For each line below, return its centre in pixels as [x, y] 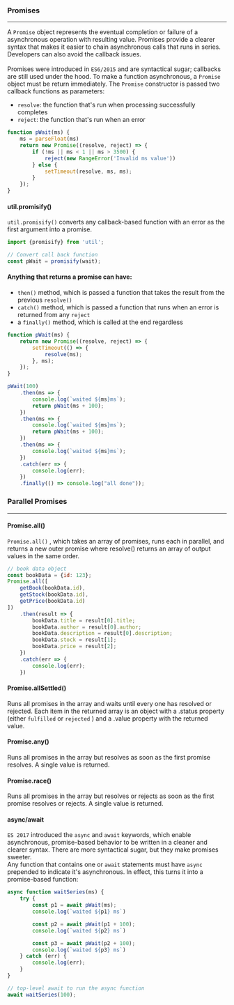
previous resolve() [45, 300]
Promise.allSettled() [37, 688]
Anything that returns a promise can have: [70, 277]
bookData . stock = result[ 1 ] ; [75, 640]
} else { [45, 165]
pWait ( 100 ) [23, 386]
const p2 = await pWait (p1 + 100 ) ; [84, 924]
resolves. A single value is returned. [58, 765]
